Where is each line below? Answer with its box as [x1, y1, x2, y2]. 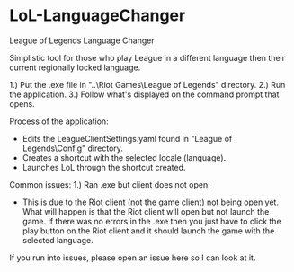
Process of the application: [9, 116, 110, 127]
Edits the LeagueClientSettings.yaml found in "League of [22, 133, 233, 144]
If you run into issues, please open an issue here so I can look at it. [9, 252, 256, 263]
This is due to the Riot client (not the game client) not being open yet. [22, 197, 279, 207]
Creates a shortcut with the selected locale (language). [22, 152, 227, 162]
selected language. [22, 234, 94, 245]
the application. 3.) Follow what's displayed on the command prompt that [9, 89, 280, 100]
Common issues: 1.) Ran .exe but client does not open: [9, 179, 210, 189]
